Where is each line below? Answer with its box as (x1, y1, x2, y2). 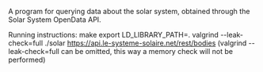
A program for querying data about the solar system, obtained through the (8, 7, 250, 16)
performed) (8, 55, 46, 64)
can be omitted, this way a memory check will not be (60, 47, 234, 56)
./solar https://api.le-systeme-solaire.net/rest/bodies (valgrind (44, 38, 247, 48)
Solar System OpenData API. (8, 15, 101, 24)
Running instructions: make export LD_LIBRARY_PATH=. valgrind (8, 31, 219, 39)
